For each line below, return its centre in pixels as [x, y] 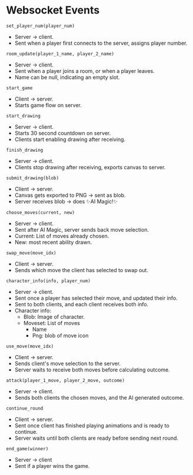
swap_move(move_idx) [31, 253]
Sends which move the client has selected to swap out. [81, 270]
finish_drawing [25, 150]
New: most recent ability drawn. [53, 242]
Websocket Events [53, 10]
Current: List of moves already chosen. [62, 236]
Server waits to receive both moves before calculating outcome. [92, 369]
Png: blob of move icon [60, 335]
